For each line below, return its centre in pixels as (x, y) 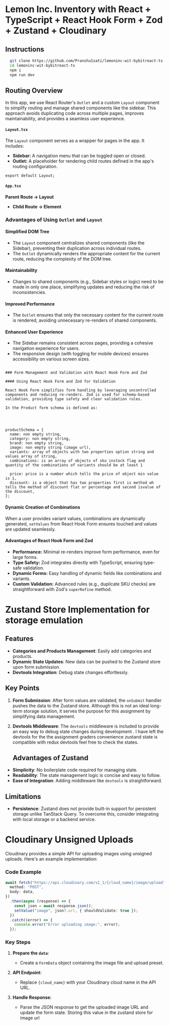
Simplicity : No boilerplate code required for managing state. (75, 770)
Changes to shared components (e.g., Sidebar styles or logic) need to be (88, 282)
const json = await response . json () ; (54, 906)
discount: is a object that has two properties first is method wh (82, 483)
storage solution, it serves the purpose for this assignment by (87, 711)
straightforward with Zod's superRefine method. (62, 589)
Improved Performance (30, 304)
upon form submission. (36, 667)
